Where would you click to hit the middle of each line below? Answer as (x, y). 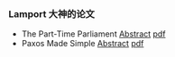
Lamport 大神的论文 (52, 13)
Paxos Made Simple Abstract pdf (83, 44)
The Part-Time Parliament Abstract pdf (93, 34)
